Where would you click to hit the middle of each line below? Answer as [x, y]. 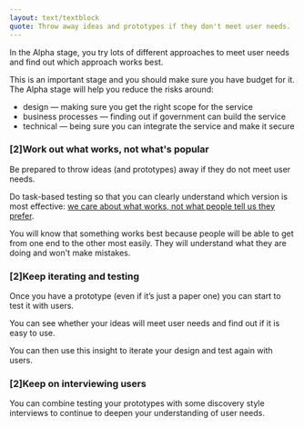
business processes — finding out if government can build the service [154, 116]
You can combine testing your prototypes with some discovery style [137, 403]
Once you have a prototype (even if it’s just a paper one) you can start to [145, 296]
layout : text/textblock [55, 18]
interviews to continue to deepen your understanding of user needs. [137, 413]
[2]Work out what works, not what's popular [109, 149]
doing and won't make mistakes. [70, 253]
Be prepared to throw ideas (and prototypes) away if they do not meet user [150, 169]
